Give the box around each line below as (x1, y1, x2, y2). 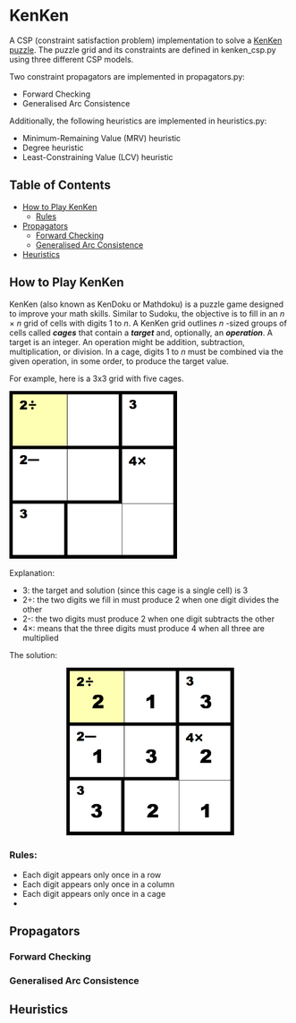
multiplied (21, 632, 59, 643)
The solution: (9, 649, 58, 660)
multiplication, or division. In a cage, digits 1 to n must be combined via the (9, 346, 283, 357)
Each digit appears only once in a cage (21, 888, 166, 899)
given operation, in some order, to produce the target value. (9, 355, 230, 367)
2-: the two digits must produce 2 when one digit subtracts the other (21, 613, 275, 624)
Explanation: (9, 567, 55, 578)
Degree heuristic (21, 142, 84, 153)
